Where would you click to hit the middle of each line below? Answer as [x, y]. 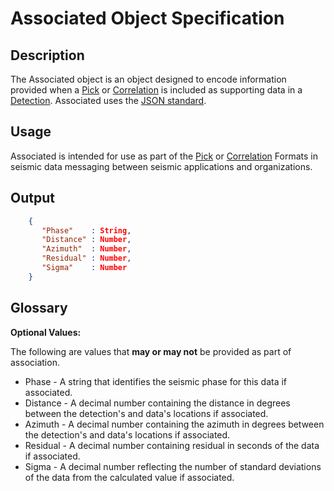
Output [32, 198]
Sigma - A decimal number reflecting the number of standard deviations [173, 466]
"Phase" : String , [86, 230]
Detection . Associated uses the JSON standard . [108, 100]
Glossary [39, 308]
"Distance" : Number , [86, 240]
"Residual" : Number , [86, 258]
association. [35, 362]
